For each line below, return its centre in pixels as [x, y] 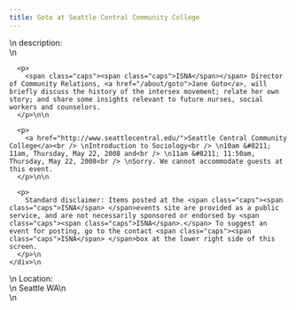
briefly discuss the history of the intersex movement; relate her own [144, 91]
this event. [31, 169]
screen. [23, 246]
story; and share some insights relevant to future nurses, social [136, 99]
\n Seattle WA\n [38, 288]
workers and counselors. [55, 107]
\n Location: [31, 278]
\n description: [36, 43]
